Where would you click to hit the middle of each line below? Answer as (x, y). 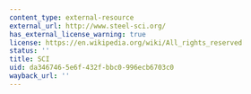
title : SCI (30, 59)
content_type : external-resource (72, 17)
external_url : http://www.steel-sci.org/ (88, 26)
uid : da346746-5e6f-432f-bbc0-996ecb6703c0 (92, 68)
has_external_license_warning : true (78, 34)
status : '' (30, 51)
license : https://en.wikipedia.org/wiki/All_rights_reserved (126, 43)
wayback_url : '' (39, 76)
